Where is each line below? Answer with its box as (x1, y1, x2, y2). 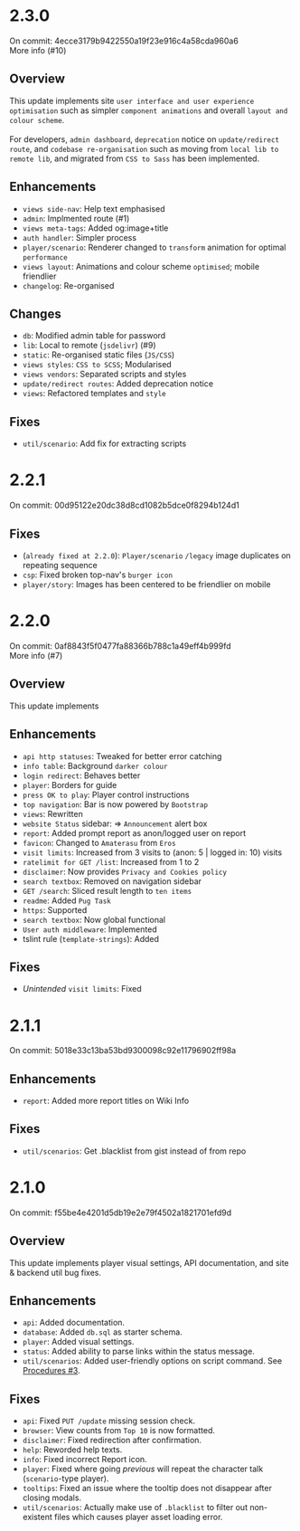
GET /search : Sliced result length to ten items (22, 885, 192, 896)
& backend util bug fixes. (9, 1267, 102, 1278)
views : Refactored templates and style (22, 388, 166, 399)
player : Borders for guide (22, 779, 117, 790)
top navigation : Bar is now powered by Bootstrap (22, 798, 209, 810)
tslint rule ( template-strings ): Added (22, 933, 160, 944)
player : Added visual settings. (22, 1336, 135, 1347)
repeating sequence (22, 559, 98, 570)
